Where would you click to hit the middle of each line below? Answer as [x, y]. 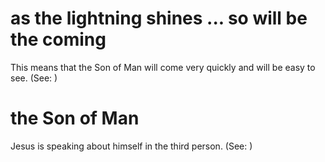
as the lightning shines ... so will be [159, 18]
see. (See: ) [34, 78]
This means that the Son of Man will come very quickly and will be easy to [163, 67]
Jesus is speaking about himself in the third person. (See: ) [131, 146]
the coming [58, 39]
